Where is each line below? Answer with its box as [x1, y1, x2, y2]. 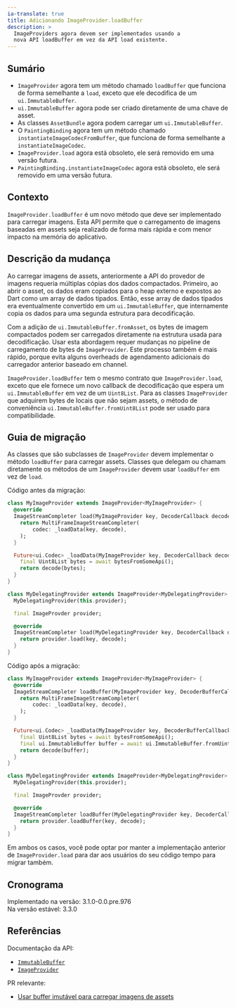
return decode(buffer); [20, 747, 90, 754]
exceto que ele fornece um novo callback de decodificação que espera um [7, 381, 225, 389]
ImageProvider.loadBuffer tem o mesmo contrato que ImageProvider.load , [7, 374, 223, 382]
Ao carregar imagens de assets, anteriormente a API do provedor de [7, 272, 205, 280]
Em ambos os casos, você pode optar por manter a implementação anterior [7, 843, 226, 852]
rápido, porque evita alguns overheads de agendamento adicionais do [7, 353, 210, 361]
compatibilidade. [7, 411, 56, 420]
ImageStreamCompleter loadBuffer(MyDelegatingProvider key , [13, 811, 193, 818]
